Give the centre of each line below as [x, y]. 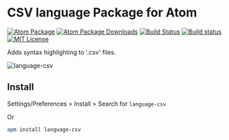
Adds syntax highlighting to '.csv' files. [62, 52]
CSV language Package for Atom [102, 13]
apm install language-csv [44, 129]
